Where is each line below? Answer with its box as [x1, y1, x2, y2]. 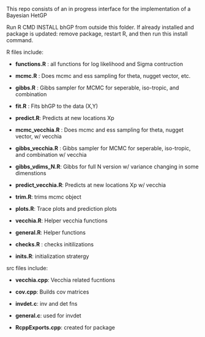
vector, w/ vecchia [15, 133, 62, 140]
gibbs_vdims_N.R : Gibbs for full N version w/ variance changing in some [15, 163, 199, 170]
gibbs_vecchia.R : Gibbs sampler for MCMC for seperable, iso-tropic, [15, 145, 191, 152]
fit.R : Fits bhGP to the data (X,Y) [15, 102, 99, 110]
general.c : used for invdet [15, 312, 81, 319]
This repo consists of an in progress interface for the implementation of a [6, 6, 191, 12]
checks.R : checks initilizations [15, 241, 94, 248]
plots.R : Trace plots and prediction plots [15, 205, 117, 212]
